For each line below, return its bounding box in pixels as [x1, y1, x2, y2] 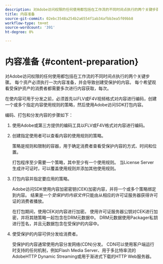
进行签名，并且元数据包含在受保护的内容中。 [12, 220, 102, 226]
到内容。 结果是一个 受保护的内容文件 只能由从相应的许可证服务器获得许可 [12, 192, 158, 198]
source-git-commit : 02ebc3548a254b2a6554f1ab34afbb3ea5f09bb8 [5, 16, 133, 21]
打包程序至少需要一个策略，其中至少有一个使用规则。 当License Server [12, 159, 154, 165]
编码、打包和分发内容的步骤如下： [5, 112, 73, 118]
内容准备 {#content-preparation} [5, 56, 139, 67]
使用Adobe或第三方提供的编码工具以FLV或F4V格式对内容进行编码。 [12, 122, 148, 128]
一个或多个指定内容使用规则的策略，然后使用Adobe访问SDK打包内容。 [5, 101, 146, 107]
